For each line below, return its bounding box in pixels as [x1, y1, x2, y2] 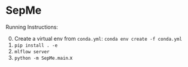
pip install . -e [14, 42, 58, 48]
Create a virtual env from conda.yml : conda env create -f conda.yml [14, 35, 183, 42]
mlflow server [14, 48, 50, 54]
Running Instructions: [5, 23, 58, 31]
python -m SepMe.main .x [14, 54, 73, 61]
